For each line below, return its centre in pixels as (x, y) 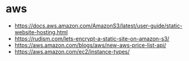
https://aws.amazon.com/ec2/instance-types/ (72, 51)
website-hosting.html (41, 32)
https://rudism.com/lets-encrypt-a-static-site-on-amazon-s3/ (92, 38)
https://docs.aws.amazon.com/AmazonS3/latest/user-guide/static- (98, 26)
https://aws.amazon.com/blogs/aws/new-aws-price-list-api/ (90, 45)
